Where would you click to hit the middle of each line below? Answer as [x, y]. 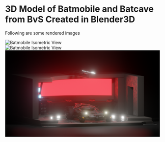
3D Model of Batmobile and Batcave [79, 9]
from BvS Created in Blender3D [70, 19]
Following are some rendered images [42, 33]
